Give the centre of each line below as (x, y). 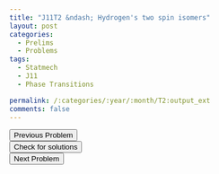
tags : (19, 59)
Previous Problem (44, 135)
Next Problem (37, 159)
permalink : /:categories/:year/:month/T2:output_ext (110, 100)
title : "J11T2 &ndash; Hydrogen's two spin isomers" (110, 17)
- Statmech (38, 68)
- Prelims (35, 43)
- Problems (38, 51)
